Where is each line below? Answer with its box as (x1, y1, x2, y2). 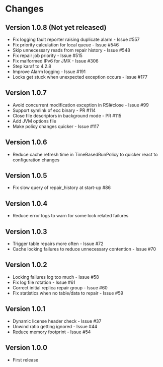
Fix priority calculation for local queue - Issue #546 (12, 42, 119, 48)
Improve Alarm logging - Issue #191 (12, 69, 86, 75)
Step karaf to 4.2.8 (12, 64, 51, 69)
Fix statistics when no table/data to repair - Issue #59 (12, 290, 124, 296)
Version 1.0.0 (5, 343, 48, 352)
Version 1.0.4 (5, 199, 48, 208)
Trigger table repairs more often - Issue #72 (12, 240, 104, 247)
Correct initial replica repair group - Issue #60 (12, 284, 108, 290)
